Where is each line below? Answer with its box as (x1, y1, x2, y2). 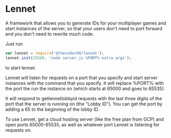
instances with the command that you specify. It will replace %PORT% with (5, 80, 164, 86)
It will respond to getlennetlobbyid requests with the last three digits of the (5, 95, 162, 101)
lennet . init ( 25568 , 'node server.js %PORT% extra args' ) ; (5, 55, 132, 60)
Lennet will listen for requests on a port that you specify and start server (5, 75, 158, 81)
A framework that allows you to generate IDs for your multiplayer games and (5, 20, 166, 26)
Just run (5, 40, 23, 47)
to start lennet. (5, 64, 36, 71)
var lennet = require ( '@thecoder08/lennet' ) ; (5, 51, 104, 56)
